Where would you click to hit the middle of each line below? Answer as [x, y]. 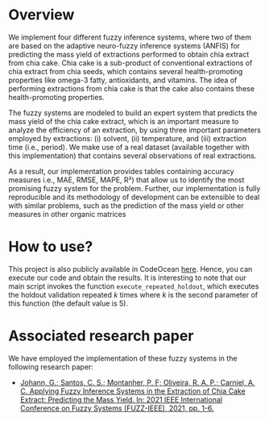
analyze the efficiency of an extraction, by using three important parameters [135, 130]
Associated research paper [101, 336]
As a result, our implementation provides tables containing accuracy [122, 171]
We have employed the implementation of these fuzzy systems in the [123, 358]
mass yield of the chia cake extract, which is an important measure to [124, 121]
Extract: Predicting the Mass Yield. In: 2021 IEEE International [121, 399]
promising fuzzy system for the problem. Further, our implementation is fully [134, 188]
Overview [41, 15]
